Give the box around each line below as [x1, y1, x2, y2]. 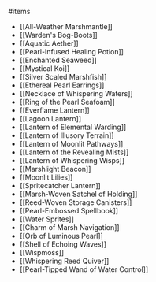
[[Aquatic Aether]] [19, 39, 79, 48]
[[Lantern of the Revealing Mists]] [19, 147, 129, 157]
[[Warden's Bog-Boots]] [19, 31, 98, 39]
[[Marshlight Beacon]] [19, 165, 91, 173]
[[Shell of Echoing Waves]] [19, 239, 107, 249]
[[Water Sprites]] [19, 214, 75, 224]
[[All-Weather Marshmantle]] [19, 22, 113, 31]
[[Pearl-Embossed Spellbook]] [19, 206, 119, 215]
